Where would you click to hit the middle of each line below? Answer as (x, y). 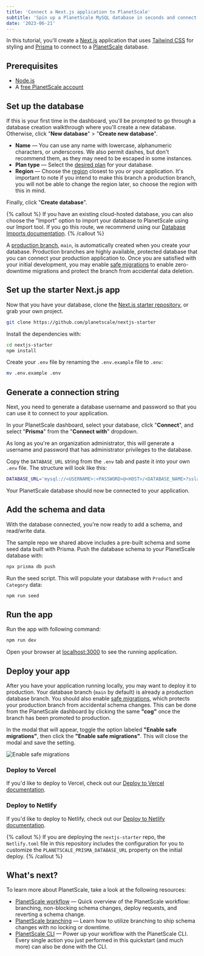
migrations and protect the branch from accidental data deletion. (113, 271)
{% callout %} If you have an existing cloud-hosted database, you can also (100, 214)
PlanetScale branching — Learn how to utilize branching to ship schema (105, 921)
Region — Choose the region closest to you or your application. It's (99, 171)
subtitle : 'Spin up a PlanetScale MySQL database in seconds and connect (102, 18)
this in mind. (30, 191)
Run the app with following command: (54, 629)
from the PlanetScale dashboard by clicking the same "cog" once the (93, 711)
